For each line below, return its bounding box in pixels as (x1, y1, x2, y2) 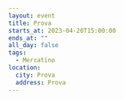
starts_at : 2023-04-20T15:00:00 (8, 26, 116, 34)
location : (8, 64, 42, 72)
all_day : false (8, 42, 59, 49)
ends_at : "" (8, 34, 48, 42)
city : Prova (15, 71, 56, 79)
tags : (8, 49, 26, 57)
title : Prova (8, 19, 52, 27)
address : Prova (15, 78, 66, 86)
